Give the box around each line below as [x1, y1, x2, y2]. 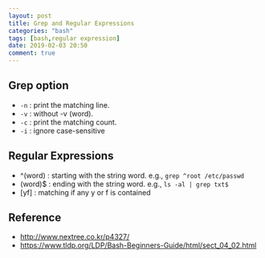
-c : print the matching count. [19, 117, 117, 127]
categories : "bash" [8, 27, 74, 35]
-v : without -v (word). [19, 109, 94, 118]
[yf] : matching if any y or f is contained [19, 187, 151, 197]
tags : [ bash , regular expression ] [8, 34, 120, 43]
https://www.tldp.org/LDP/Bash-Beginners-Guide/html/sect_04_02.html [19, 240, 257, 250]
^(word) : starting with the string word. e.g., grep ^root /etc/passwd [19, 170, 245, 180]
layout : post [8, 11, 52, 20]
